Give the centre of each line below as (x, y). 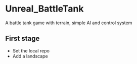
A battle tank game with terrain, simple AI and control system (69, 23)
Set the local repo (31, 50)
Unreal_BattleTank (44, 9)
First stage (22, 39)
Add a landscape (30, 56)
